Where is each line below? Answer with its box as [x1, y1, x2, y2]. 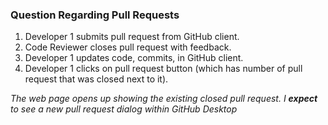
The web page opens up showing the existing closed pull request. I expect [10, 93, 318, 105]
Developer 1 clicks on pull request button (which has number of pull [24, 63, 303, 75]
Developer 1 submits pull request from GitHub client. [24, 31, 240, 43]
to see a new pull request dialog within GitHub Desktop [10, 103, 238, 115]
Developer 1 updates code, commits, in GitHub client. [24, 52, 244, 64]
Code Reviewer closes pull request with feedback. [24, 41, 232, 53]
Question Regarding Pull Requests [10, 8, 180, 22]
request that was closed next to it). [24, 73, 169, 85]
